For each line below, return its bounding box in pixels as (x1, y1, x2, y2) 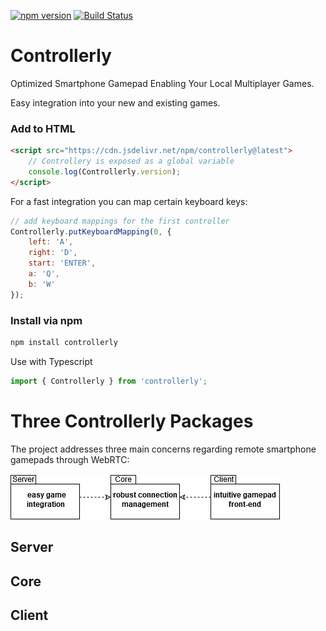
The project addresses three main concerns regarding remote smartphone (10, 443, 317, 455)
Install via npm (10, 313, 83, 327)
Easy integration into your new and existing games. (10, 96, 221, 109)
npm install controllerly (10, 338, 118, 348)
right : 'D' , (28, 248, 78, 258)
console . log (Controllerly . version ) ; (28, 166, 182, 177)
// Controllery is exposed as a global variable (28, 156, 235, 167)
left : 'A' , (28, 237, 74, 247)
